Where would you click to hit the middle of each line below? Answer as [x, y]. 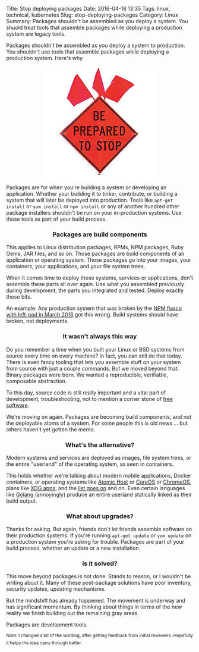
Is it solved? [100, 563]
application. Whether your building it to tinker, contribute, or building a [92, 194]
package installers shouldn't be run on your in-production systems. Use [94, 213]
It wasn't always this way [100, 337]
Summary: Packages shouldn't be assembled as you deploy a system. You [97, 21]
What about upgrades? [100, 516]
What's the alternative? [100, 444]
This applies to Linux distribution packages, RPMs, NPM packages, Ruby [95, 247]
